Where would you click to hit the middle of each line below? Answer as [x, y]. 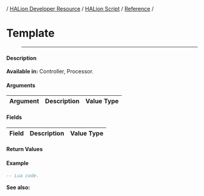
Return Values [25, 149]
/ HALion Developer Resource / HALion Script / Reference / [80, 9]
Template [30, 33]
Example [18, 163]
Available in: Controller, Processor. [50, 72]
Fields [14, 117]
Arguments [21, 85]
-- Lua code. [23, 176]
